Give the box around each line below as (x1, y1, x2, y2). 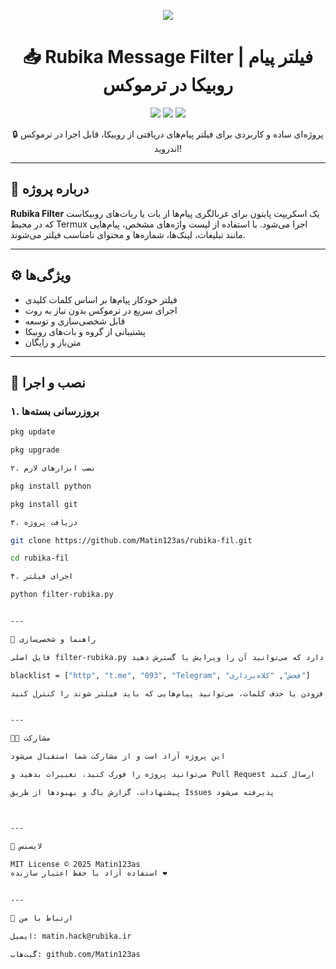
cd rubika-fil (10, 553, 70, 564)
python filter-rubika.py (10, 590, 114, 600)
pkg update (10, 427, 56, 437)
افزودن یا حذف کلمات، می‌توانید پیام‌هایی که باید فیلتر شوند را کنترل (32, 688, 329, 699)
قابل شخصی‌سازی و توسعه (24, 315, 126, 327)
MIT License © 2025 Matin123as (10, 859, 141, 869)
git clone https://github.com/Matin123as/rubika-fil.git (10, 535, 253, 545)
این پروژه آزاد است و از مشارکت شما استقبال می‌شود (10, 751, 226, 762)
